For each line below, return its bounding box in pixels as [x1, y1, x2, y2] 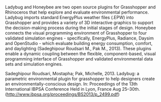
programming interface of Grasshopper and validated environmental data [5, 56, 153, 61]
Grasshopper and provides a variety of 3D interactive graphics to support [5, 20, 154, 25]
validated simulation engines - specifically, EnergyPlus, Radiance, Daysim [5, 35, 154, 41]
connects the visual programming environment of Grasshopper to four [5, 30, 147, 36]
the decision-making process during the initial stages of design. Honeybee [5, 25, 156, 31]
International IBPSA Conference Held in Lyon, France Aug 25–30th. [5, 86, 140, 92]
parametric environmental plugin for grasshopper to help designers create [5, 76, 155, 82]
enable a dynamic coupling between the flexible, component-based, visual [5, 51, 156, 57]
